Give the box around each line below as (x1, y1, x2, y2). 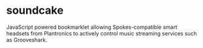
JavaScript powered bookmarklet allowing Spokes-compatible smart (6, 23, 178, 31)
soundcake (6, 4, 64, 17)
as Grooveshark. (6, 36, 47, 43)
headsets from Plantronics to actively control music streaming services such (6, 29, 197, 37)
